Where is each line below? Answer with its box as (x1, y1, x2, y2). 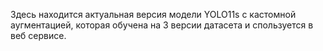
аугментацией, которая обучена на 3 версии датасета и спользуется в (10, 19, 314, 31)
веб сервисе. (10, 30, 67, 41)
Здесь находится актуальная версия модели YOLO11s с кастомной (10, 9, 297, 20)
